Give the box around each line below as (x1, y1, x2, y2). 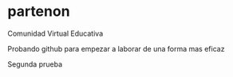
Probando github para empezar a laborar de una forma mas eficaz (7, 44, 225, 53)
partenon (7, 2, 70, 21)
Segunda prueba (7, 59, 63, 69)
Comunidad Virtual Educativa (7, 29, 104, 38)
